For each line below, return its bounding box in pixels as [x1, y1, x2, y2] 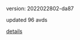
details [6, 28, 23, 35]
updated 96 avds [6, 16, 47, 23]
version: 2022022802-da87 [6, 5, 74, 12]
